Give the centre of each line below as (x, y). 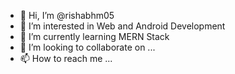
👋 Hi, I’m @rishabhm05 (67, 15)
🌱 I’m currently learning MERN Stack (94, 36)
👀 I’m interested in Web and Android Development (122, 26)
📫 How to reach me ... (66, 58)
